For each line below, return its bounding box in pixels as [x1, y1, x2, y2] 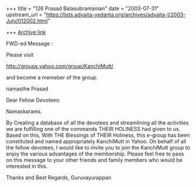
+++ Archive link [6, 29, 46, 36]
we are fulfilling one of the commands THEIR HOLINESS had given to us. [6, 126, 181, 132]
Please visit [6, 51, 34, 58]
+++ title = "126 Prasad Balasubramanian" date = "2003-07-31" [6, 5, 159, 12]
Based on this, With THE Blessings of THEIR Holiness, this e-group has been [6, 131, 190, 138]
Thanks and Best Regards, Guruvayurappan [6, 174, 112, 181]
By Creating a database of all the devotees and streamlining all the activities [6, 119, 189, 126]
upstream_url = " [6, 11, 47, 18]
